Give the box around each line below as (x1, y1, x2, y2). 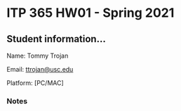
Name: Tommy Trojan (6, 51, 69, 60)
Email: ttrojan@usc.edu (6, 65, 74, 73)
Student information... (6, 33, 106, 45)
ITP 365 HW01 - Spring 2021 (6, 5, 175, 21)
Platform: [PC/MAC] (6, 79, 64, 87)
